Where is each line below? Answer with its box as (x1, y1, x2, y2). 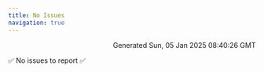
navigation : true (8, 19, 65, 27)
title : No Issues (8, 11, 65, 20)
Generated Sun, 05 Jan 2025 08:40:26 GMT (112, 40, 256, 49)
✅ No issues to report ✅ (8, 56, 86, 65)
